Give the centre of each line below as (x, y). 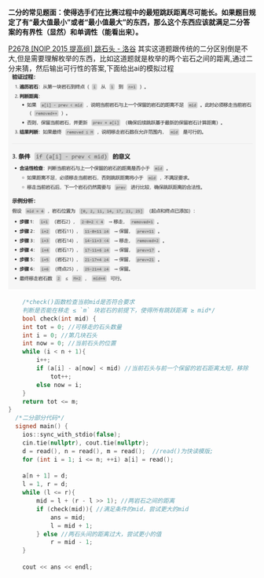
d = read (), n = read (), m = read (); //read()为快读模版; (118, 451)
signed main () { (42, 426)
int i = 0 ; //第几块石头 (60, 335)
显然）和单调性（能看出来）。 (96, 32)
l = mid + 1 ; (71, 525)
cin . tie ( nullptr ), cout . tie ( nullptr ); (86, 443)
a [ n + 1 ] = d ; (45, 476)
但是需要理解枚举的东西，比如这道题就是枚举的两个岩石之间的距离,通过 (132, 59)
